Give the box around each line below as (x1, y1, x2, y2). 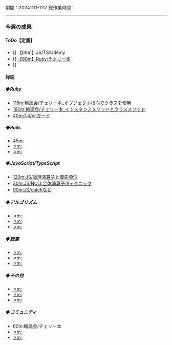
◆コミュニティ (5, 309, 37, 315)
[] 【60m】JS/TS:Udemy (12, 49, 66, 55)
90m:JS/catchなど (12, 186, 52, 193)
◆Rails (5, 125, 21, 131)
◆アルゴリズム (5, 199, 37, 205)
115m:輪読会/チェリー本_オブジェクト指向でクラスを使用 (12, 100, 132, 106)
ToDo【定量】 (5, 37, 35, 43)
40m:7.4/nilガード (12, 112, 50, 119)
